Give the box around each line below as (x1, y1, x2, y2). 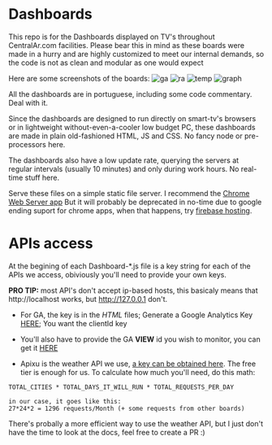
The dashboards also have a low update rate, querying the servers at (8, 155, 240, 165)
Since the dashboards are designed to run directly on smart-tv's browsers (8, 113, 257, 123)
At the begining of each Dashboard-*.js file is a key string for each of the (8, 261, 251, 271)
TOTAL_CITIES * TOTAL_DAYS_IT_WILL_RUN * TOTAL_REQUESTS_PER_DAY (8, 383, 234, 391)
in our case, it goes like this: (8, 397, 122, 405)
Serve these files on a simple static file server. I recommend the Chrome (8, 188, 250, 198)
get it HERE (19, 342, 58, 352)
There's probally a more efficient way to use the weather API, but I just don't (8, 418, 264, 428)
